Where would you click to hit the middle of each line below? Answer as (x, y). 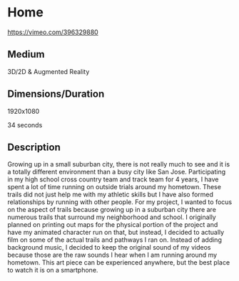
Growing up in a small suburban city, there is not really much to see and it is (119, 164)
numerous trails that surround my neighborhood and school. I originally (112, 217)
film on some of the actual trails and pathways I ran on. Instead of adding (115, 240)
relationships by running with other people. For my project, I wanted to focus (120, 202)
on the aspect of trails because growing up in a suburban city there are (112, 210)
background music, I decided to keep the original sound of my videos (109, 248)
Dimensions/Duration (56, 94)
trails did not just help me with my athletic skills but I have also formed (111, 195)
